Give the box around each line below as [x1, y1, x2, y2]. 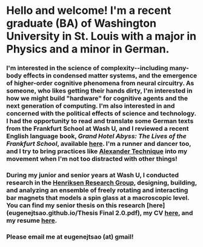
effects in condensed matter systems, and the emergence [23, 71, 198, 80]
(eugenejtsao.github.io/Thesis [6, 209, 98, 217]
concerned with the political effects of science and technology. [6, 110, 196, 118]
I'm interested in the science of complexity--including [6, 64, 168, 73]
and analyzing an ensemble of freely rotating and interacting [6, 186, 188, 194]
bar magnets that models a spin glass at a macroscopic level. [6, 194, 190, 202]
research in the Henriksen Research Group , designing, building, [6, 179, 197, 187]
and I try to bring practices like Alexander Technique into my [6, 147, 188, 156]
